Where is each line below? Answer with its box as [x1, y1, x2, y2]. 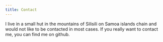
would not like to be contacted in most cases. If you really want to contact [5, 26, 158, 32]
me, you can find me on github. [5, 31, 70, 37]
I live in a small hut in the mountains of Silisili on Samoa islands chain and [5, 21, 157, 27]
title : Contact [5, 7, 37, 12]
